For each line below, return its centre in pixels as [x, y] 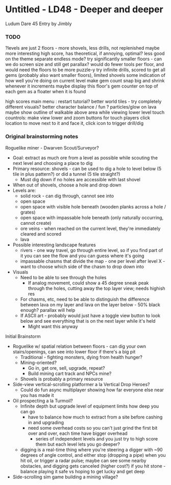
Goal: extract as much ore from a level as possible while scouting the [85, 158]
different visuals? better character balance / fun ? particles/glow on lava [81, 107]
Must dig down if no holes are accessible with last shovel [80, 179]
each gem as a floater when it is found [46, 92]
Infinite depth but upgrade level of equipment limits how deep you [90, 406]
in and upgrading [46, 422]
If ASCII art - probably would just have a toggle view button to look [90, 315]
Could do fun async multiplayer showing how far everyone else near [92, 390]
